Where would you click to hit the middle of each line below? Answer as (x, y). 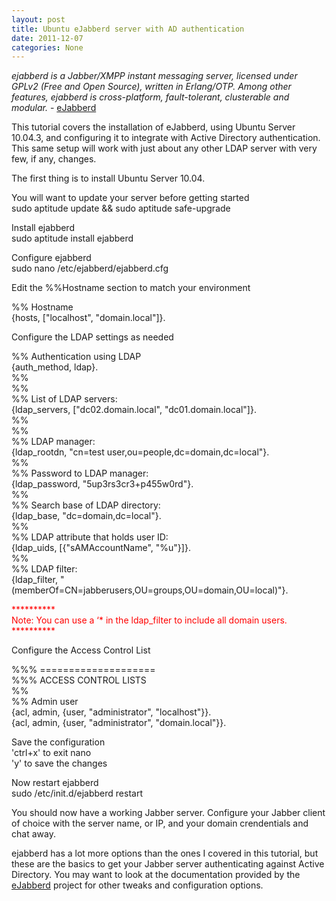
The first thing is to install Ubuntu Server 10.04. (108, 178)
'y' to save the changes (59, 763)
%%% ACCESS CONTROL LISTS (79, 680)
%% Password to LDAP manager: (80, 473)
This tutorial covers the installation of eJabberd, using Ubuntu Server (153, 127)
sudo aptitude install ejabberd (72, 238)
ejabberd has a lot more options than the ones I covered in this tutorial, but (165, 853)
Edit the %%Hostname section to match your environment (131, 288)
